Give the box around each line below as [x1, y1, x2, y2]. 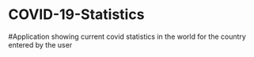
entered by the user [8, 40, 73, 49]
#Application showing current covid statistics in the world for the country [8, 32, 247, 41]
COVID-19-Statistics [8, 6, 145, 24]
